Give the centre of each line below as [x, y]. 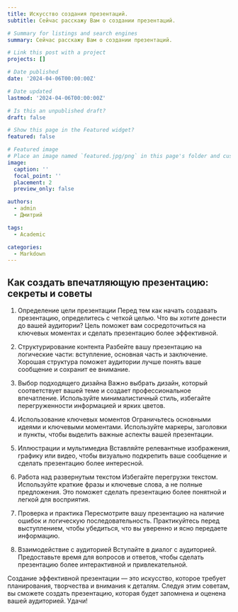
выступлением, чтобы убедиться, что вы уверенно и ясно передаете [123, 528]
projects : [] [27, 59]
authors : [20, 202]
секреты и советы [50, 294]
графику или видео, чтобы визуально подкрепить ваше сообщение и [122, 456]
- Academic [30, 234]
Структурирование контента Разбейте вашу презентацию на [110, 347]
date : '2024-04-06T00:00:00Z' [52, 79]
